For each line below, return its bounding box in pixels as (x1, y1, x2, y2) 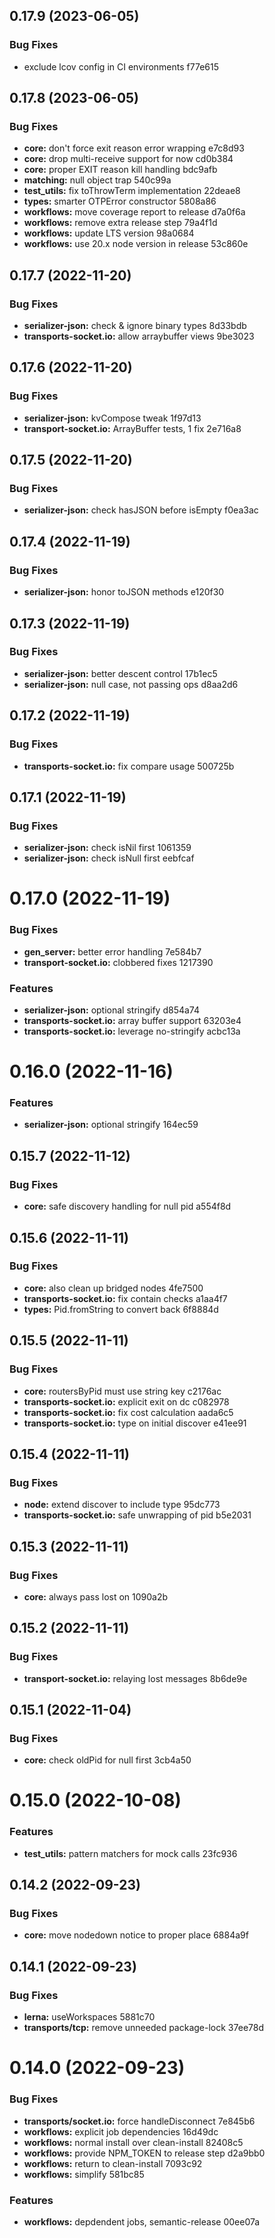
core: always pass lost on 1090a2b (23, 1590, 169, 1603)
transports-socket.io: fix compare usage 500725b (23, 760, 235, 772)
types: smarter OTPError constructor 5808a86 (23, 195, 217, 208)
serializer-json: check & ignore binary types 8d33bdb (23, 320, 247, 332)
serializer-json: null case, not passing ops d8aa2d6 (23, 678, 239, 690)
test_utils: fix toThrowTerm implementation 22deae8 (23, 185, 241, 197)
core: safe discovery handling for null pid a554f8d (23, 1200, 232, 1213)
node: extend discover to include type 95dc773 (23, 1499, 221, 1511)
